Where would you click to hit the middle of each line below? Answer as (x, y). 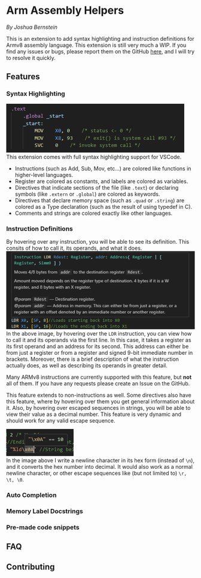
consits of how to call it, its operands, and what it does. (74, 248)
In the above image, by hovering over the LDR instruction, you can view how (99, 333)
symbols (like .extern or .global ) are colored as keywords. (87, 194)
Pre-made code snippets (43, 527)
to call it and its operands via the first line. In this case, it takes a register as (99, 340)
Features (23, 77)
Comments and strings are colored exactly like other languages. (94, 213)
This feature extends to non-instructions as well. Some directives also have (99, 395)
